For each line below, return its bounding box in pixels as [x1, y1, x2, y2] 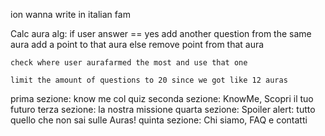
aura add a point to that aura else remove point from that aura [10, 39, 265, 50]
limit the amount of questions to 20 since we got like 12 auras [10, 75, 288, 85]
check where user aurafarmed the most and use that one [10, 58, 248, 68]
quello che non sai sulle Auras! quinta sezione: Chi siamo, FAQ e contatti [10, 114, 308, 126]
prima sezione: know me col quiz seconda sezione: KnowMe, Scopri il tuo [10, 93, 314, 104]
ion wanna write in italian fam [10, 9, 131, 20]
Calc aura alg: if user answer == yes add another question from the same [10, 28, 312, 39]
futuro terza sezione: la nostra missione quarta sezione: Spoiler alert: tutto [10, 104, 316, 115]
